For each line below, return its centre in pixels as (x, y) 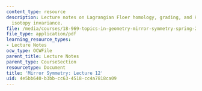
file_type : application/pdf (41, 34)
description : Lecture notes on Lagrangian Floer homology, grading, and (99, 17)
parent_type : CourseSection (41, 62)
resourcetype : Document (36, 67)
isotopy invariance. (37, 23)
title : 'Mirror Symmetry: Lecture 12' (55, 73)
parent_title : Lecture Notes (43, 56)
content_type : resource (36, 12)
